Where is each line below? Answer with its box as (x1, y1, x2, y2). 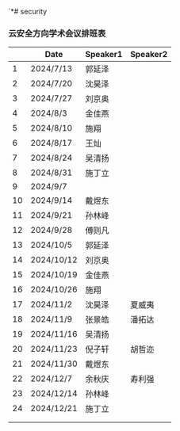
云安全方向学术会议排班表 (8, 28, 106, 39)
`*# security (8, 7, 48, 16)
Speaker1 (85, 49, 123, 60)
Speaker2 (130, 49, 168, 60)
